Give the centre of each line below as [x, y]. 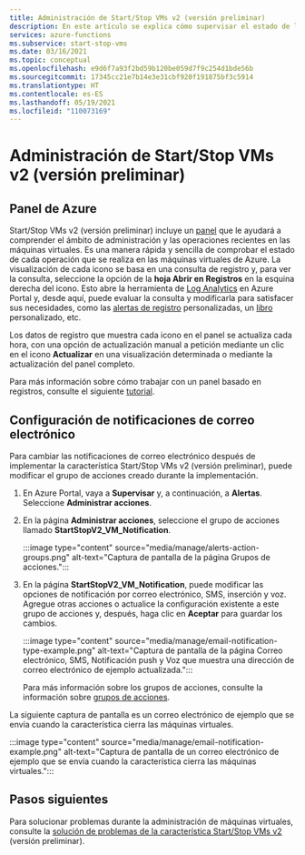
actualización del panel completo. [72, 364]
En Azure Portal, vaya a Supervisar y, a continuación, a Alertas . [143, 493]
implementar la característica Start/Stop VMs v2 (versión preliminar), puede [151, 466]
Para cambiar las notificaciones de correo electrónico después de [133, 457]
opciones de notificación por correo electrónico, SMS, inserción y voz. [154, 594]
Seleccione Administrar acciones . [87, 503]
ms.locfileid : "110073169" [60, 111]
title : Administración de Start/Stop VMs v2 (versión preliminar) [138, 18]
